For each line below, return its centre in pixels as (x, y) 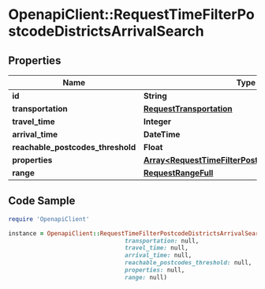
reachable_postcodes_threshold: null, (188, 263)
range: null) (146, 277)
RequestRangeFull (178, 173)
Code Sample (42, 201)
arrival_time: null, (159, 255)
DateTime (162, 134)
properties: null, (155, 270)
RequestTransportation (188, 109)
